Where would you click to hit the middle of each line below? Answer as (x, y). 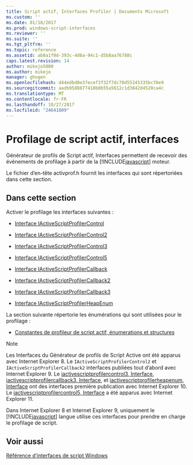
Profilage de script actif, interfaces (93, 139)
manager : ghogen (26, 77)
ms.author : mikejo (28, 72)
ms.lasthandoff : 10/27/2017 (40, 104)
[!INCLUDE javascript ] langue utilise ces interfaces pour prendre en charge (96, 417)
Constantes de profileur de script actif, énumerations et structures (94, 333)
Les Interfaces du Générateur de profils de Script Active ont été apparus (93, 355)
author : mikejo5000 (30, 66)
